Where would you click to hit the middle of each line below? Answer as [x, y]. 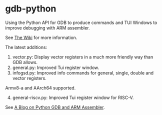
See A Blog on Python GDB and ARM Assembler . [55, 107]
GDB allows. [25, 62]
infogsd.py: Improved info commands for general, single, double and [83, 72]
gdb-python [31, 9]
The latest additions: [26, 47]
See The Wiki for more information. [41, 37]
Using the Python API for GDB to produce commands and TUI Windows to [81, 22]
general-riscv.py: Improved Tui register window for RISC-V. [73, 97]
